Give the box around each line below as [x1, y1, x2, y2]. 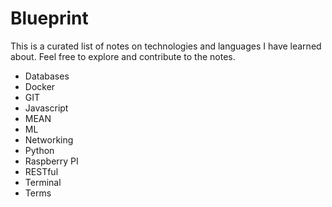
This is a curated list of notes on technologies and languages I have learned [10, 40, 322, 52]
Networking [24, 133, 74, 146]
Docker [24, 80, 56, 92]
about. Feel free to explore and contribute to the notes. [10, 50, 236, 62]
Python [24, 144, 55, 156]
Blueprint [10, 7, 89, 30]
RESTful [24, 165, 59, 177]
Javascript [24, 102, 69, 114]
